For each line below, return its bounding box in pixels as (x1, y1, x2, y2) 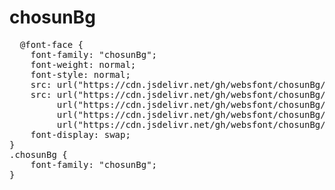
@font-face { (19, 39, 84, 50)
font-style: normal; (30, 69, 131, 80)
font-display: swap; (30, 129, 131, 140)
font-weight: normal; (30, 59, 137, 70)
